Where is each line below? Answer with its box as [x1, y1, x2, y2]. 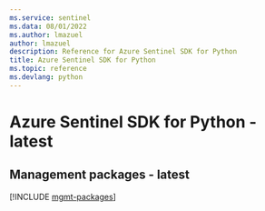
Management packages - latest [9, 167, 191, 183]
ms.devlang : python [9, 73, 83, 82]
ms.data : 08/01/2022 [9, 22, 88, 31]
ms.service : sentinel [9, 13, 92, 23]
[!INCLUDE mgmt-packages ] [9, 191, 116, 202]
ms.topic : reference [9, 65, 88, 74]
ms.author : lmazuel [9, 30, 83, 39]
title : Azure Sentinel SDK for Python [9, 55, 156, 65]
